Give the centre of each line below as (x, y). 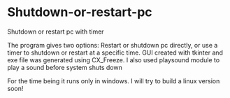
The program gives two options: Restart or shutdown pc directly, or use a (113, 45)
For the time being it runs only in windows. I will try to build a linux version (114, 80)
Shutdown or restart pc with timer (56, 31)
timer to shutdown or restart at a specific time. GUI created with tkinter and (115, 52)
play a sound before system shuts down (65, 67)
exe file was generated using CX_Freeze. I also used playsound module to (114, 59)
